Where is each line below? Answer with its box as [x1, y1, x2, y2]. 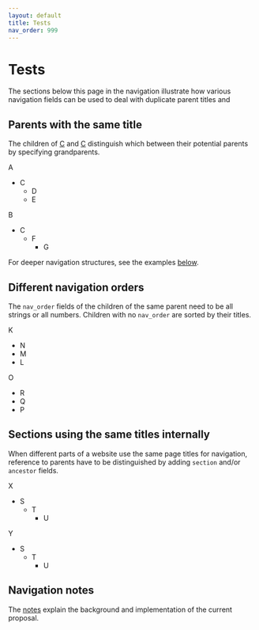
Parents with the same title [8, 118, 142, 131]
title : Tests [8, 19, 51, 27]
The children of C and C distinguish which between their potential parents [8, 139, 249, 149]
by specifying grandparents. [8, 147, 100, 157]
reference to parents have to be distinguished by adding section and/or [8, 457, 241, 467]
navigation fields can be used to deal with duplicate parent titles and [8, 95, 231, 104]
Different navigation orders [8, 280, 145, 294]
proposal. [8, 613, 39, 622]
